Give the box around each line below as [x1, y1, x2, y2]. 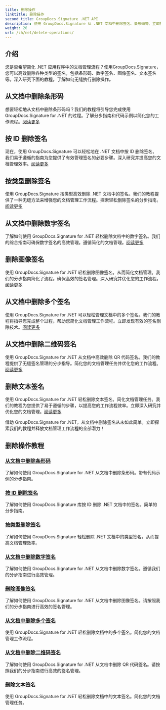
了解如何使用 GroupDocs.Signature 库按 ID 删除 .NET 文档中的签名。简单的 [5, 502, 157, 507]
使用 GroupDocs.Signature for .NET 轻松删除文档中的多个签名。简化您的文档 [5, 629, 161, 635]
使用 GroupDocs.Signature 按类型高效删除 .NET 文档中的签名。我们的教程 [5, 191, 155, 197]
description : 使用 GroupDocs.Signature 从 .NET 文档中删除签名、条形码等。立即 [5, 21, 160, 26]
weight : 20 [5, 26, 28, 31]
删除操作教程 [5, 441, 44, 450]
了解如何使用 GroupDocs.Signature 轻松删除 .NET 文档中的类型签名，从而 [5, 533, 155, 540]
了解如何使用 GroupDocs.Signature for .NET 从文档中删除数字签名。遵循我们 [5, 565, 161, 571]
